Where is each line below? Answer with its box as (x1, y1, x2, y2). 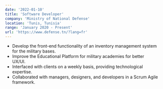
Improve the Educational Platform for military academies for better (12, 53, 145, 59)
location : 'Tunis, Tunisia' (5, 20, 62, 26)
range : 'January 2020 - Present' (5, 25, 73, 30)
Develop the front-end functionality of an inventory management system (12, 43, 157, 49)
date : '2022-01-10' (5, 7, 45, 12)
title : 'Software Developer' (5, 12, 64, 17)
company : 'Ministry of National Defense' (5, 16, 90, 21)
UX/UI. (12, 59, 26, 64)
